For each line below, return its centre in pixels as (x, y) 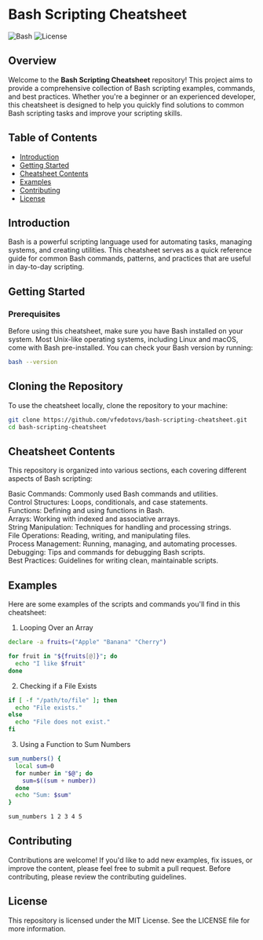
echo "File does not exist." (63, 722)
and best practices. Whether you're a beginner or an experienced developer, (132, 97)
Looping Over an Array (56, 628)
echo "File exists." (49, 708)
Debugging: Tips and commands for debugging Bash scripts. (107, 552)
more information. (37, 928)
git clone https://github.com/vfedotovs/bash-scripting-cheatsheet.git (128, 420)
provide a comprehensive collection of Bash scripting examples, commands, (131, 88)
